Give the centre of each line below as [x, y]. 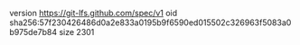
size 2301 [76, 32]
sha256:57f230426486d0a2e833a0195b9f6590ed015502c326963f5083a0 [150, 22]
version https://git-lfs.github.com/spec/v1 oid [94, 13]
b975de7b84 [33, 32]
